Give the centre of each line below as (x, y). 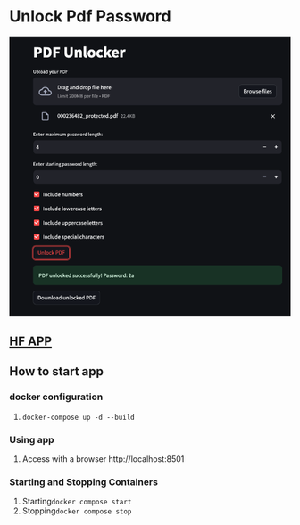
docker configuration (56, 397)
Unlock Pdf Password (90, 16)
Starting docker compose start (77, 502)
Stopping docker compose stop (77, 511)
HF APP (30, 342)
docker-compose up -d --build (79, 417)
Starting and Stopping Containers (84, 481)
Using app (32, 439)
